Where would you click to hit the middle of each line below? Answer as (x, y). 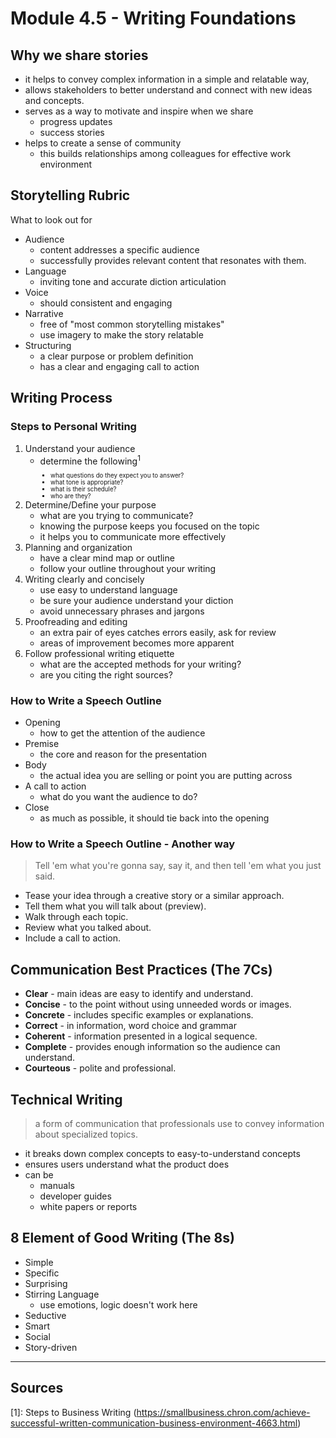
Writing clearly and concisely (84, 579)
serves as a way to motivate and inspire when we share (139, 111)
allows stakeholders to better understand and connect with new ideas (168, 90)
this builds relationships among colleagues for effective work (165, 153)
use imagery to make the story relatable (121, 334)
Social (37, 1336)
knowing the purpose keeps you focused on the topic (149, 526)
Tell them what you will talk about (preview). (115, 906)
